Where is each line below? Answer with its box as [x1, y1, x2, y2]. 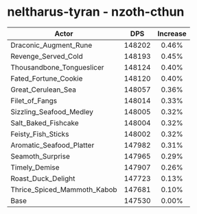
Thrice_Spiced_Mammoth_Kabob [10, 185, 118, 194]
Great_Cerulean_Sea [10, 85, 77, 94]
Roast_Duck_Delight [10, 174, 76, 183]
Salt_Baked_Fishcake [10, 118, 79, 127]
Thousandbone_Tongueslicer [10, 62, 104, 72]
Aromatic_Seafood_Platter [10, 140, 95, 150]
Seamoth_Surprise [10, 151, 70, 161]
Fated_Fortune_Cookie [10, 73, 83, 83]
